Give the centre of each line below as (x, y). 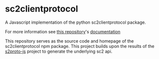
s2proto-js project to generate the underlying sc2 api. (59, 51)
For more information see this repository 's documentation (63, 31)
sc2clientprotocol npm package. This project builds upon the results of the (80, 46)
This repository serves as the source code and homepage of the (70, 41)
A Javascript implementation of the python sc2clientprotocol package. (76, 22)
